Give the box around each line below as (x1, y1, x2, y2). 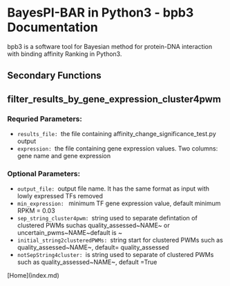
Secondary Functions (7, 70, 102, 82)
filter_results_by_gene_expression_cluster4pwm (7, 93, 221, 105)
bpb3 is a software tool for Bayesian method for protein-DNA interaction (7, 42, 213, 50)
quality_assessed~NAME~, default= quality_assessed (17, 243, 169, 251)
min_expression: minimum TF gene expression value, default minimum (17, 199, 221, 208)
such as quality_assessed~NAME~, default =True (17, 258, 157, 267)
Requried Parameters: (7, 114, 83, 124)
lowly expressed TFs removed (17, 192, 104, 200)
